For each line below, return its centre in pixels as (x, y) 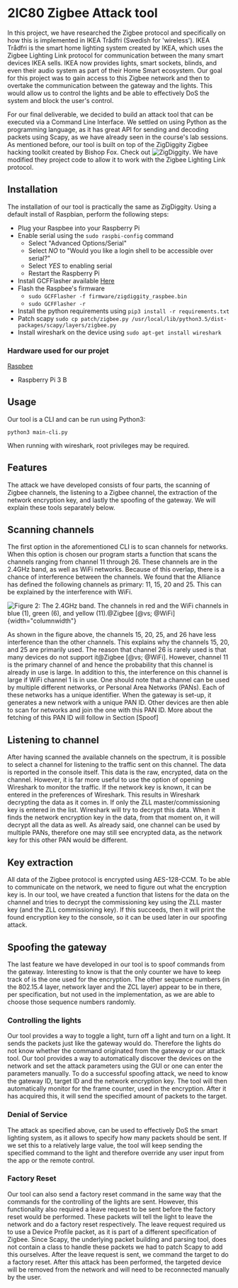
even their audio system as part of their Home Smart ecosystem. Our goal (115, 70)
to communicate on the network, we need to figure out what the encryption (117, 887)
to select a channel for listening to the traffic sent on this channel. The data (117, 765)
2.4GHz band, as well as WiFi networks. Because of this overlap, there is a (116, 569)
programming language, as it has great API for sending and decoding (108, 129)
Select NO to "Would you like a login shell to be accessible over (121, 251)
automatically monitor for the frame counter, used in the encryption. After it (117, 1088)
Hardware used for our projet (58, 351)
